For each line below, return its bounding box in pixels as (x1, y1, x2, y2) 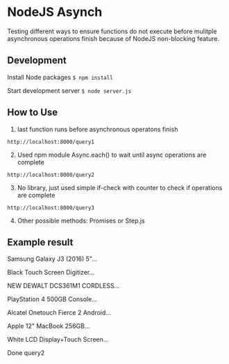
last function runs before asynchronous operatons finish (17, 125, 178, 133)
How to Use (7, 107, 58, 119)
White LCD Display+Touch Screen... (7, 336, 109, 344)
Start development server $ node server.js (7, 86, 132, 94)
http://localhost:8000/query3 (7, 204, 95, 211)
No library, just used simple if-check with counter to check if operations (17, 183, 223, 191)
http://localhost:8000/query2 (7, 171, 95, 178)
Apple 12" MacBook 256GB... (7, 322, 90, 330)
